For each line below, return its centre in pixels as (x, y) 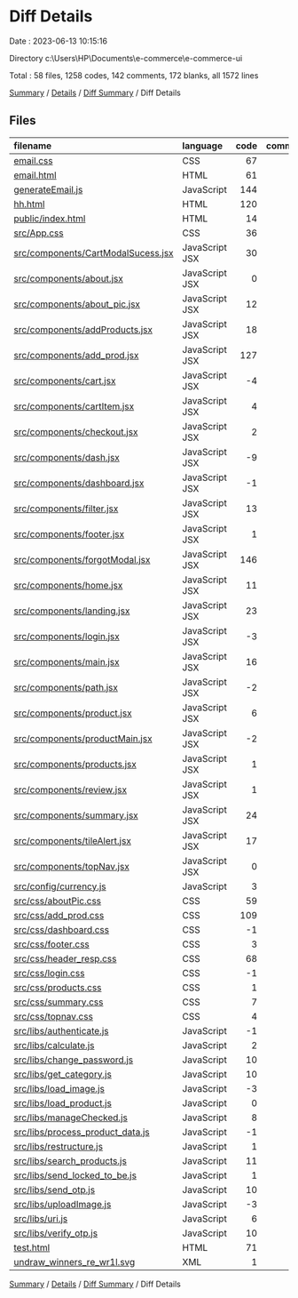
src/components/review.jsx (70, 789)
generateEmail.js (48, 189)
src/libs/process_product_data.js (82, 1132)
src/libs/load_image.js (59, 1088)
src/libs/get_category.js (63, 1074)
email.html (35, 175)
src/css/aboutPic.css (58, 901)
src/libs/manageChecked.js (71, 1118)
